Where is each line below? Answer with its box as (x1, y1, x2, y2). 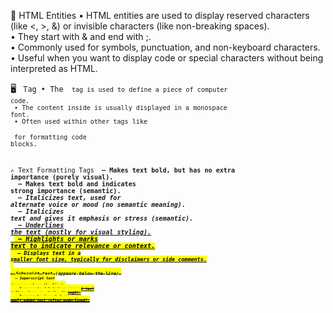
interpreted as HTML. (10, 63, 98, 74)
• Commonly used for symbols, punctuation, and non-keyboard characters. (10, 41, 321, 53)
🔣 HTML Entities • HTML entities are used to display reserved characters (10, 10, 310, 21)
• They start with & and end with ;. (10, 31, 152, 42)
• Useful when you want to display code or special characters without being (10, 52, 324, 64)
